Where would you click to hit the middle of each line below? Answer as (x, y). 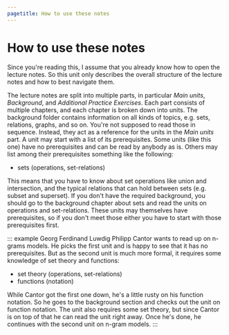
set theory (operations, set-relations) (70, 273)
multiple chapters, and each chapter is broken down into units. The (103, 110)
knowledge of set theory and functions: (63, 260)
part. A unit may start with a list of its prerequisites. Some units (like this (109, 139)
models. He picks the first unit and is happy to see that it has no (117, 246)
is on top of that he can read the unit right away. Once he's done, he (104, 316)
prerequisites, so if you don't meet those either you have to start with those (114, 217)
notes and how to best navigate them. (61, 82)
